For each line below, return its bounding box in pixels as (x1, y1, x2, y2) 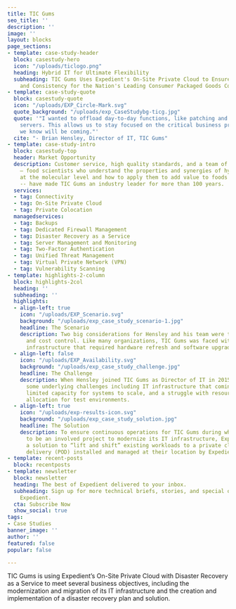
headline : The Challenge (20, 370, 93, 377)
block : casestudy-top (13, 148, 77, 155)
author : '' (7, 533, 39, 540)
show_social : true (13, 507, 68, 514)
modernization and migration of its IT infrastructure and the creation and (7, 586, 217, 595)
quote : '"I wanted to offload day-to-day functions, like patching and (13, 115, 228, 122)
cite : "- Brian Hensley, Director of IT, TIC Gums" (13, 134, 169, 141)
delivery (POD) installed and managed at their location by (25, 448, 206, 456)
